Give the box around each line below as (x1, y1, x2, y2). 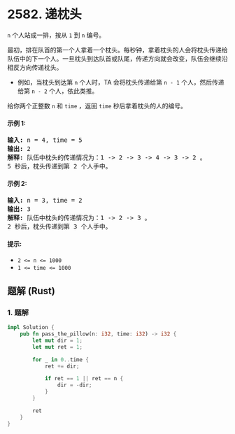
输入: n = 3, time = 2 (7, 196, 83, 205)
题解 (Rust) (7, 284, 56, 297)
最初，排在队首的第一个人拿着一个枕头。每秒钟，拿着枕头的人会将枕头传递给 (7, 45, 228, 54)
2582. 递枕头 (7, 6, 83, 22)
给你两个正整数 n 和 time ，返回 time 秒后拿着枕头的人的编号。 (7, 101, 187, 110)
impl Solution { (7, 324, 55, 331)
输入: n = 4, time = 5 (7, 136, 83, 144)
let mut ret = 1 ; (32, 343, 83, 350)
